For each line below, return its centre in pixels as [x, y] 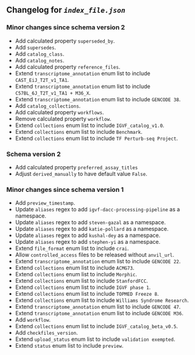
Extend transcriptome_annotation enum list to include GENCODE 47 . [98, 307]
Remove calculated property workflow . [63, 119]
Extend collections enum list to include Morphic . [76, 274]
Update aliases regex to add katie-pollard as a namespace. [92, 229]
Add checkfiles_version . [46, 333]
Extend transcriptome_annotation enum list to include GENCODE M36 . [99, 313]
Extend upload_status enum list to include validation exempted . [95, 339]
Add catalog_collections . [48, 106]
